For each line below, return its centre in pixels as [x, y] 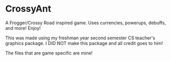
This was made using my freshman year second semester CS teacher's [80, 38]
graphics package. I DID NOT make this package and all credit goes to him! [84, 43]
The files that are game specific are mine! [49, 53]
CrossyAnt [28, 9]
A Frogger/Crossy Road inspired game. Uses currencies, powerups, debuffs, [86, 23]
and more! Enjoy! [23, 28]
